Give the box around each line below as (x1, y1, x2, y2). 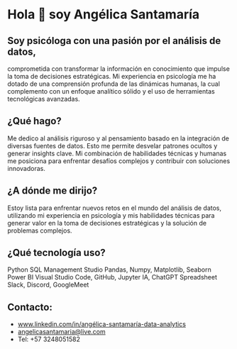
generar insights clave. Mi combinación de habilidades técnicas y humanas (7, 149, 227, 157)
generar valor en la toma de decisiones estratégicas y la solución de (7, 218, 207, 227)
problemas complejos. (7, 226, 72, 235)
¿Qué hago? (7, 115, 62, 127)
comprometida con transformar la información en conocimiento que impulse (7, 65, 231, 73)
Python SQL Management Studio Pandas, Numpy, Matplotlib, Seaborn (7, 265, 211, 274)
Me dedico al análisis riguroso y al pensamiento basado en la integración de (7, 134, 229, 143)
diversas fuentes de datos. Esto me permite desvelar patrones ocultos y (7, 141, 218, 150)
